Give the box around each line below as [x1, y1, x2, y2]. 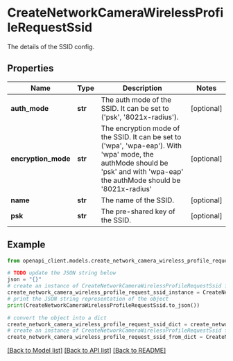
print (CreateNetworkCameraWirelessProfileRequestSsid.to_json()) [7, 301, 200, 309]
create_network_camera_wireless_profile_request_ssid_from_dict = [7, 334, 203, 341]
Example [7, 239, 46, 251]
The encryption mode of [101, 123, 180, 133]
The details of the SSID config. [7, 42, 95, 51]
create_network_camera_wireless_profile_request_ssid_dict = [7, 321, 188, 328]
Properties [7, 62, 54, 74]
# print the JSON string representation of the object [7, 295, 169, 302]
